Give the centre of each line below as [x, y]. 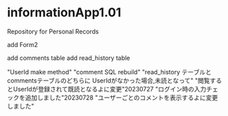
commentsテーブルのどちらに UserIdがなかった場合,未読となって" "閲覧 [109, 81]
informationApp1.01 [64, 13]
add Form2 [23, 44]
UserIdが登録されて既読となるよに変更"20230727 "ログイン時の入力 [110, 89]
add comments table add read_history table [69, 58]
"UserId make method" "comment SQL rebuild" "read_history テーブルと [109, 72]
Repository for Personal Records [53, 31]
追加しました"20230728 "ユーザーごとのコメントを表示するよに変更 [122, 98]
